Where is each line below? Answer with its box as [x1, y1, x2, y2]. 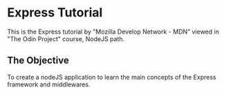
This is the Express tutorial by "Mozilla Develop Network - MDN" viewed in [7, 27, 220, 36]
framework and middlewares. [7, 80, 91, 89]
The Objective [7, 55, 69, 67]
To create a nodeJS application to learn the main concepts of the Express [7, 73, 216, 81]
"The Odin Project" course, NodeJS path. [7, 34, 125, 43]
